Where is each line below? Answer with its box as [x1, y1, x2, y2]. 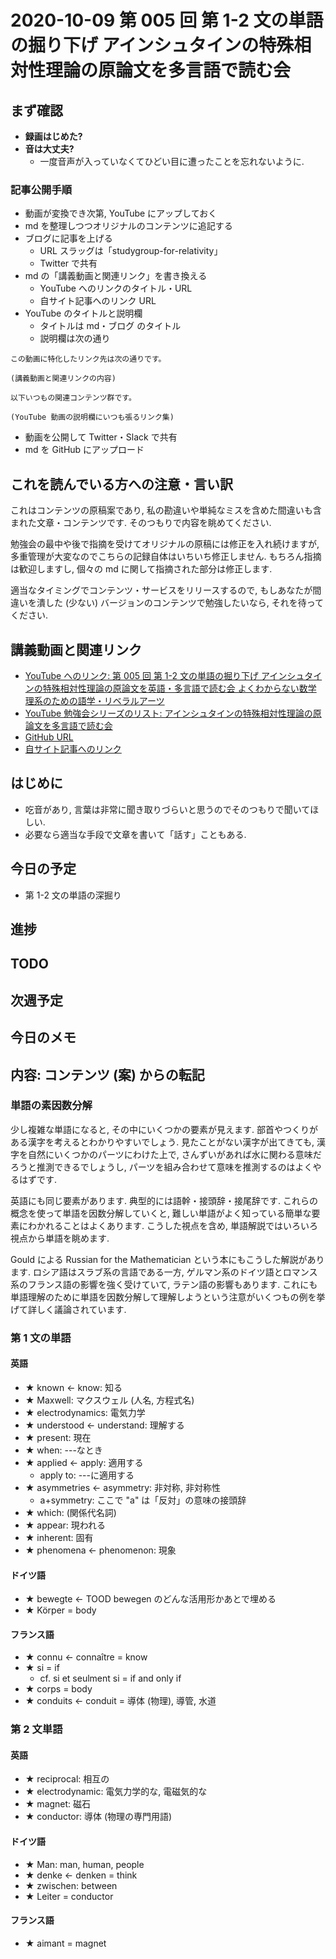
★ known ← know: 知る [24, 1381, 123, 1393]
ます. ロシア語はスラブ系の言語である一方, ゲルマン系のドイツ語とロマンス [10, 1266, 318, 1278]
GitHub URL [24, 731, 74, 743]
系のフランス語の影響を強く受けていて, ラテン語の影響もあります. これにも [10, 1278, 318, 1290]
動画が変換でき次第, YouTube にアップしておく [24, 207, 218, 220]
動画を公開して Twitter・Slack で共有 [24, 431, 178, 443]
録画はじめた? [24, 131, 83, 142]
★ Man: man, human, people [24, 1858, 145, 1870]
